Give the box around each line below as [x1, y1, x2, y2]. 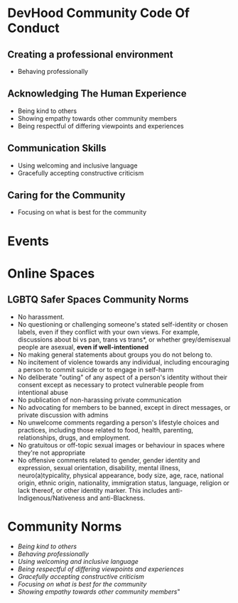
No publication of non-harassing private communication [17, 396, 182, 404]
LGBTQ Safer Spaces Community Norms [7, 293, 190, 306]
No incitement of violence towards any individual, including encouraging [17, 357, 229, 366]
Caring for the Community [7, 190, 126, 202]
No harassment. [17, 313, 65, 321]
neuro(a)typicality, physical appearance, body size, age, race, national [17, 471, 224, 479]
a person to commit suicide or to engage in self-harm [17, 365, 174, 374]
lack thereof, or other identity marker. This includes [17, 486, 168, 494]
